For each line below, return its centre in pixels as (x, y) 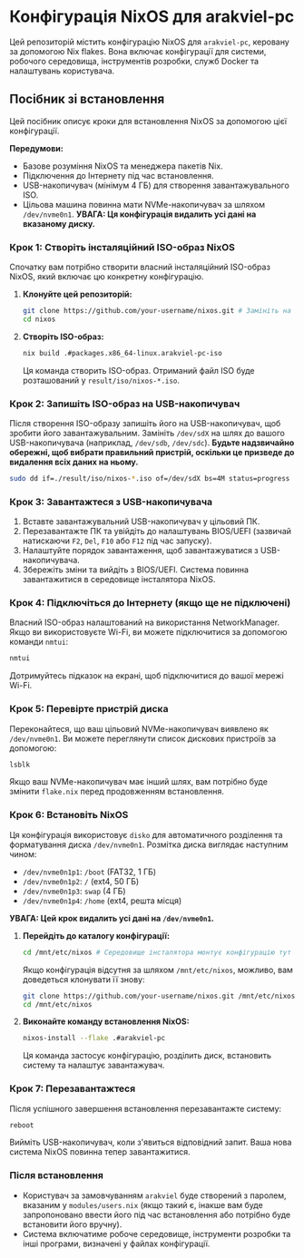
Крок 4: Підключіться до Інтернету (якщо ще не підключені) (150, 603)
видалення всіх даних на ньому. (74, 462)
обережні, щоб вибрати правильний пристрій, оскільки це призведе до (152, 452)
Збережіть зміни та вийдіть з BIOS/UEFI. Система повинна (136, 570)
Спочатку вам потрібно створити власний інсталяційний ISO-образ (140, 267)
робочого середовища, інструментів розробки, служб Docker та (134, 61)
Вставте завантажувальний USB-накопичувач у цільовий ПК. (141, 522)
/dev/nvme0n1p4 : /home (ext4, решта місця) (102, 901)
